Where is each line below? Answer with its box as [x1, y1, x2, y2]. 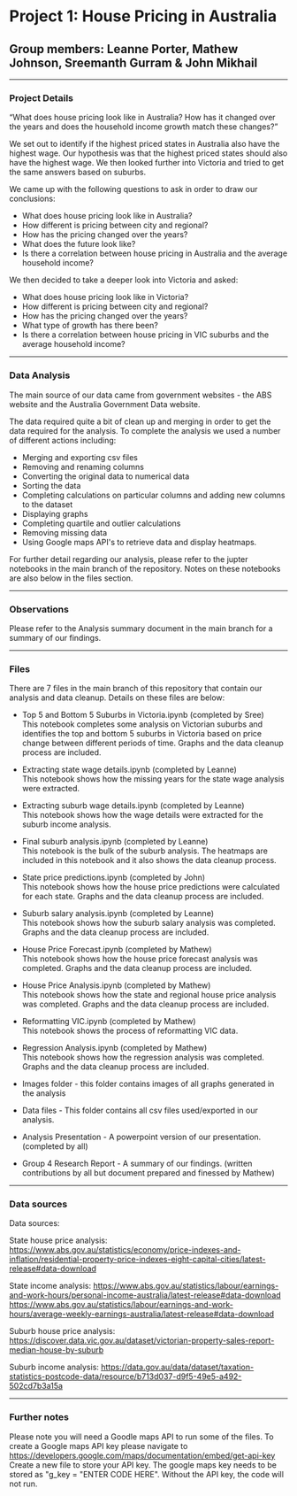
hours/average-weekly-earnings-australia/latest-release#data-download [9, 1308, 275, 1320]
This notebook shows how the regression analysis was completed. [21, 1052, 265, 1063]
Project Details [9, 91, 73, 104]
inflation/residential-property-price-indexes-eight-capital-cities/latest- [9, 1254, 267, 1265]
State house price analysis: [9, 1235, 108, 1245]
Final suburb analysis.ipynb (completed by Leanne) [21, 837, 209, 847]
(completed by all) [21, 1141, 88, 1152]
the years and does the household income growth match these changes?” [9, 121, 278, 132]
